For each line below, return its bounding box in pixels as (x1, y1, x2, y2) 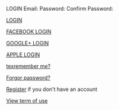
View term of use (6, 98, 48, 104)
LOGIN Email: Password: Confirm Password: (6, 5, 114, 12)
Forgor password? (6, 74, 51, 81)
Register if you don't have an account (6, 86, 98, 93)
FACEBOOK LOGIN (6, 28, 52, 35)
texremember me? (6, 62, 51, 70)
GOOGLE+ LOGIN (6, 40, 49, 46)
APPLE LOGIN (6, 51, 40, 58)
